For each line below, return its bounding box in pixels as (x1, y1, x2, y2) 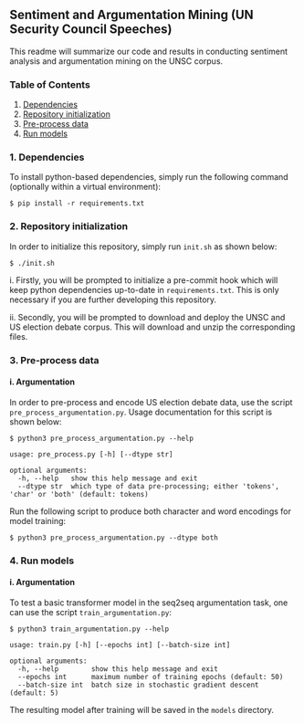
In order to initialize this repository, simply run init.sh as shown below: (9, 241, 278, 252)
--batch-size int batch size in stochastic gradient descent (17, 680, 259, 689)
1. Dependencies (9, 151, 85, 163)
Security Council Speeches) (9, 22, 173, 37)
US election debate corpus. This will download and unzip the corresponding (9, 321, 296, 332)
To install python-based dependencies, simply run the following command (9, 172, 289, 183)
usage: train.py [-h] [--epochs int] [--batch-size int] (9, 640, 231, 649)
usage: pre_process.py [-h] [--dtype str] (9, 449, 173, 459)
